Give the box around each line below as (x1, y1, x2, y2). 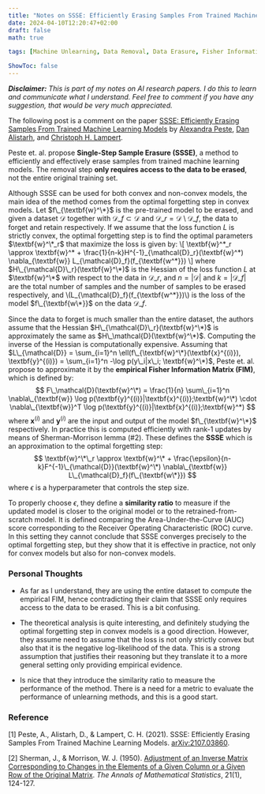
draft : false (8, 26, 51, 34)
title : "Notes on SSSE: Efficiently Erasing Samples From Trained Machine (8, 11, 259, 20)
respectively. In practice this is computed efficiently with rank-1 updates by (8, 424, 252, 434)
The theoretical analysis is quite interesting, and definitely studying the (19, 618, 250, 627)
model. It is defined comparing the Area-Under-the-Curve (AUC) (34, 514, 244, 524)
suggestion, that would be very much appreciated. (8, 100, 173, 110)
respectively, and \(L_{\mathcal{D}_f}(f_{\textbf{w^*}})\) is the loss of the (8, 290, 246, 299)
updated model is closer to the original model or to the (8, 506, 185, 516)
